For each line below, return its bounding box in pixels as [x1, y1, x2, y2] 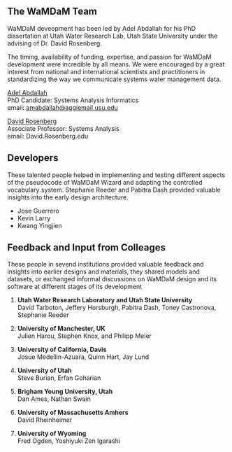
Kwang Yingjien [17, 221, 63, 229]
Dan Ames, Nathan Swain [17, 395, 91, 403]
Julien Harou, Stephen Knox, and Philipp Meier [17, 332, 152, 340]
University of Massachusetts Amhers [17, 409, 129, 417]
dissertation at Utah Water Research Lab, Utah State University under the [7, 31, 218, 40]
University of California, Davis [17, 346, 107, 354]
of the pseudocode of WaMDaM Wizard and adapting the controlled [7, 178, 203, 186]
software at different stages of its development [7, 283, 143, 291]
